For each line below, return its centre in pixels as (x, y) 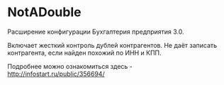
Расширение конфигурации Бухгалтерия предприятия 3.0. (96, 32)
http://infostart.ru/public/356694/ (56, 74)
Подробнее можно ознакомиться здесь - (70, 66)
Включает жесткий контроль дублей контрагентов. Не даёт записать (112, 45)
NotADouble (44, 12)
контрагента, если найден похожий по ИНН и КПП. (84, 53)
